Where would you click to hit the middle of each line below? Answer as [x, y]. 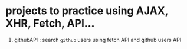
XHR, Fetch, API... [50, 23]
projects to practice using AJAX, [87, 11]
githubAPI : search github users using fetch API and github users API [98, 40]
